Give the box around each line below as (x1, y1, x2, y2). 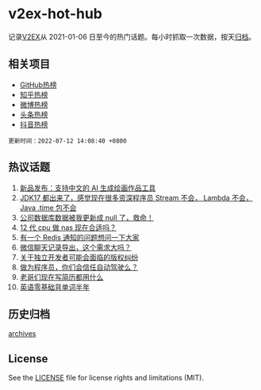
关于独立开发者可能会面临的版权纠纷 (19, 252, 139, 262)
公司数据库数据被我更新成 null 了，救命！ (19, 212, 155, 222)
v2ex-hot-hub (8, 5, 103, 23)
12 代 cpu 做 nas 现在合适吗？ (19, 223, 117, 232)
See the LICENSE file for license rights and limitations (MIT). (8, 373, 205, 383)
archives (8, 329, 36, 338)
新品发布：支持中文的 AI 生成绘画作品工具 (19, 183, 156, 193)
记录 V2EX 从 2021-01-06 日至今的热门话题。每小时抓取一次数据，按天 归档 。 (8, 32, 256, 41)
